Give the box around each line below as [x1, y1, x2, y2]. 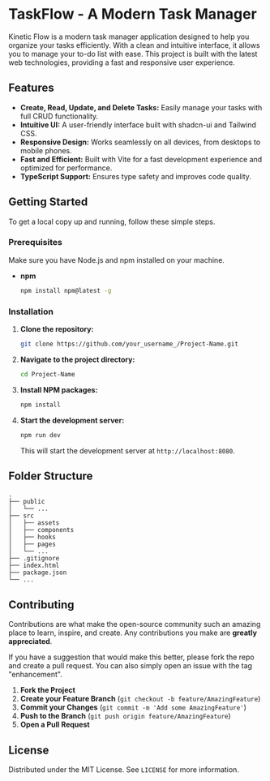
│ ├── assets [8, 519, 60, 527]
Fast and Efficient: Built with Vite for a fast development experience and [19, 154, 263, 164]
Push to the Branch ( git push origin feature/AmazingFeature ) [19, 711, 231, 721]
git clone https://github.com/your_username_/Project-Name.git [19, 340, 239, 349]
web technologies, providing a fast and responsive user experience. [8, 58, 235, 67]
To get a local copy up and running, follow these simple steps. [8, 217, 216, 226]
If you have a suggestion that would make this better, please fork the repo [8, 652, 255, 662]
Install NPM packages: [19, 384, 98, 394]
